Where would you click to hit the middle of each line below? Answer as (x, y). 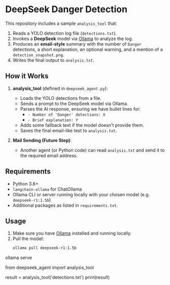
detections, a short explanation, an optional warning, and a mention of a (88, 49)
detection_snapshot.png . (38, 55)
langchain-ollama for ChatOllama (47, 189)
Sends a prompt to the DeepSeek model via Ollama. (74, 103)
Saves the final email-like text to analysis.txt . (69, 130)
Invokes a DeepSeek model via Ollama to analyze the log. (73, 39)
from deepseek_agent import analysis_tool (49, 268)
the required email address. (49, 155)
